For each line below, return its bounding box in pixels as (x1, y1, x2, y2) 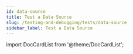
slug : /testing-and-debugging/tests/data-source (6, 19, 127, 25)
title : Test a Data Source (6, 14, 72, 20)
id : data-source (6, 8, 46, 15)
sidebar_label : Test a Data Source (6, 25, 93, 31)
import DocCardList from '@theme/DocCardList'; (6, 41, 124, 48)
